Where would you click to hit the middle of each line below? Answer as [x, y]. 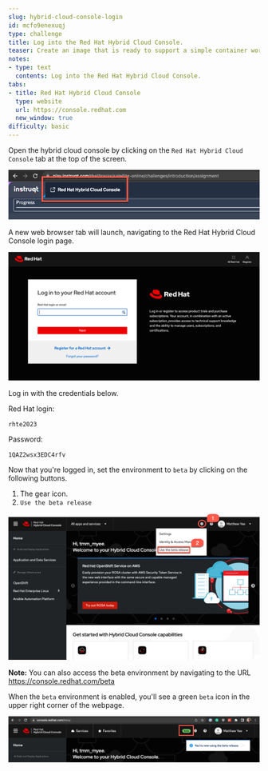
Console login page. [41, 241]
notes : [19, 59]
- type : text [30, 68]
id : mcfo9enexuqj [37, 25]
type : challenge [35, 34]
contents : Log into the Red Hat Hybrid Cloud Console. [108, 76]
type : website [39, 101]
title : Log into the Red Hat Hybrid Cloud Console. [96, 42]
